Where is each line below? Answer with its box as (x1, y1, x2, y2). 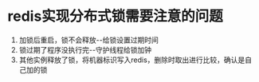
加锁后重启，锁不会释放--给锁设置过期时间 (18, 35, 159, 45)
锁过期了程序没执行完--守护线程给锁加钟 (18, 45, 152, 54)
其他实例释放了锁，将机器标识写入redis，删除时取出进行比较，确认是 (18, 55, 245, 64)
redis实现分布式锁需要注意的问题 (7, 7, 224, 25)
